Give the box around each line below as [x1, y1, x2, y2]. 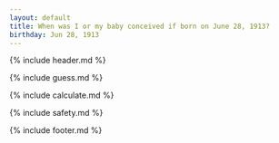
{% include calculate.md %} [9, 90, 115, 100]
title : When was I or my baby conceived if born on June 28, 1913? [9, 22, 271, 31]
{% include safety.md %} [9, 108, 104, 119]
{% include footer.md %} [9, 125, 103, 136]
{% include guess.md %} [9, 72, 103, 83]
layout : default [9, 13, 71, 23]
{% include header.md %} [9, 55, 106, 66]
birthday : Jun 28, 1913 [9, 30, 100, 39]
